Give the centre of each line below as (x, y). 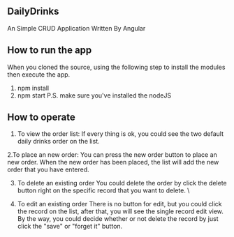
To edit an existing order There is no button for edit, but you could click (119, 204)
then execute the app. (39, 74)
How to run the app (50, 51)
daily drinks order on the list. (58, 142)
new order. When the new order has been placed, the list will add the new (113, 162)
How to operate (41, 117)
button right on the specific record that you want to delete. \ (103, 190)
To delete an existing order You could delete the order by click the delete (122, 183)
